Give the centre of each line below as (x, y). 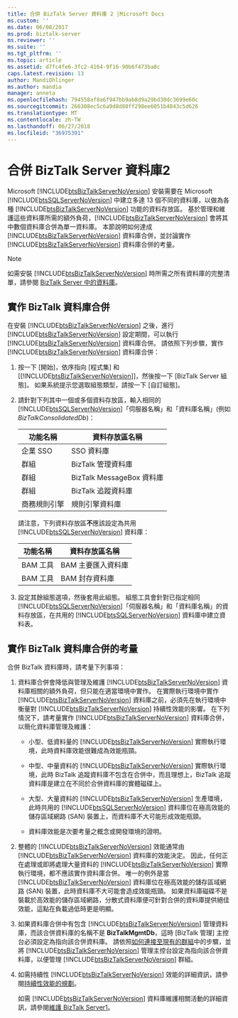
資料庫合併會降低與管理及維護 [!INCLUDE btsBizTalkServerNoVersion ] (119, 682)
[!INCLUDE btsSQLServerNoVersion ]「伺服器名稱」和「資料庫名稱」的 (120, 606)
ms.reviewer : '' (31, 41)
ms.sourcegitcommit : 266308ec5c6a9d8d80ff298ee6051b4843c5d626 (103, 107)
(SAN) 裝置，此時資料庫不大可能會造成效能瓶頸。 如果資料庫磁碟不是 (127, 891)
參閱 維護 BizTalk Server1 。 (75, 1007)
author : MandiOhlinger (41, 80)
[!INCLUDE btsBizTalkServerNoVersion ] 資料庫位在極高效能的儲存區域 (119, 882)
